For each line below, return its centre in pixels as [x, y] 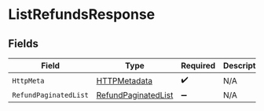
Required [198, 66]
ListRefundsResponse [82, 15]
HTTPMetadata [125, 80]
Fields [24, 44]
